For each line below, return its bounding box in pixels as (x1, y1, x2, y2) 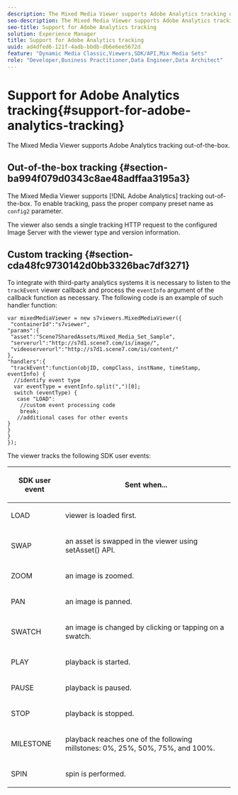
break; (20, 408, 40, 416)
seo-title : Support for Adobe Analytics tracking (7, 23, 157, 31)
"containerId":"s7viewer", (10, 321, 91, 328)
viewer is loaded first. (64, 511, 137, 521)
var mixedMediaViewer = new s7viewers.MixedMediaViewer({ (7, 315, 182, 322)
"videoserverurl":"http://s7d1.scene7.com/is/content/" (10, 346, 179, 353)
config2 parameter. (7, 207, 64, 215)
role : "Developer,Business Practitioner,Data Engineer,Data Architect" (7, 57, 223, 64)
